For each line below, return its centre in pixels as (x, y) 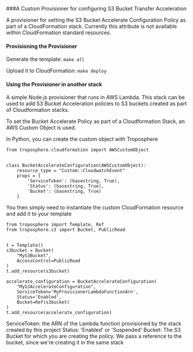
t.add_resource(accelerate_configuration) (59, 313)
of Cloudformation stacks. (38, 110)
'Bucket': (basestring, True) (64, 192)
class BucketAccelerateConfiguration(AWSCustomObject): (76, 166)
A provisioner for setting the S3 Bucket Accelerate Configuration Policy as (96, 20)
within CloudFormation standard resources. (59, 33)
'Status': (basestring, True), (66, 186)
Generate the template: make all (45, 59)
